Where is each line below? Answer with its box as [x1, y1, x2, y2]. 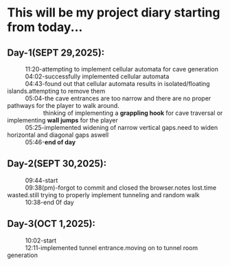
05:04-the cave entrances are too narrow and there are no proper [25, 94, 211, 102]
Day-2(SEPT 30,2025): [7, 158, 107, 170]
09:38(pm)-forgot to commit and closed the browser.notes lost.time [25, 184, 217, 192]
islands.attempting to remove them [7, 87, 106, 95]
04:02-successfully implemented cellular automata [25, 72, 170, 80]
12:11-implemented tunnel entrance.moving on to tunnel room [25, 243, 198, 252]
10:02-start [25, 236, 57, 245]
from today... [7, 19, 83, 35]
